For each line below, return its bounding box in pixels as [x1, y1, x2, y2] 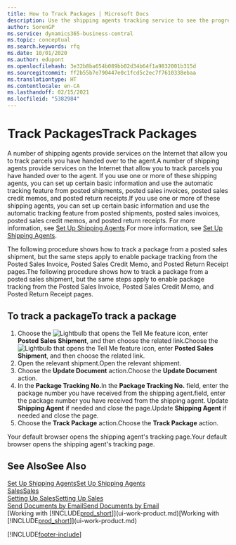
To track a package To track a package [7, 311, 177, 322]
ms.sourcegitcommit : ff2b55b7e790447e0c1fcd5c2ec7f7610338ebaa [7, 69, 197, 76]
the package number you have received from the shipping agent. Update [17, 396, 228, 405]
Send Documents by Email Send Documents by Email [7, 501, 159, 510]
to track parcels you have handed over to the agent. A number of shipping [7, 156, 220, 165]
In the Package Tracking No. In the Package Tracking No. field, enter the [17, 381, 229, 389]
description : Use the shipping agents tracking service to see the [7, 17, 209, 24]
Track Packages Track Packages [7, 126, 197, 142]
